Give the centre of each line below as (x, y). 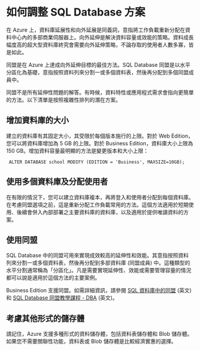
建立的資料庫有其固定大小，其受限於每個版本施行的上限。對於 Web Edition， (100, 136)
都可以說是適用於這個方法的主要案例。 (53, 278)
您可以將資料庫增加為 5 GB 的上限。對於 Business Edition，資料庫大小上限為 (100, 143)
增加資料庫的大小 (37, 121)
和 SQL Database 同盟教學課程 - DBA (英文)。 (62, 298)
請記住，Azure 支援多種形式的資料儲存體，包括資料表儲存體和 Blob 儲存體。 (99, 334)
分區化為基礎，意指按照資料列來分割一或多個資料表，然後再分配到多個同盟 (97, 72)
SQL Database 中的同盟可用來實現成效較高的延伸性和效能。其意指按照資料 (98, 255)
